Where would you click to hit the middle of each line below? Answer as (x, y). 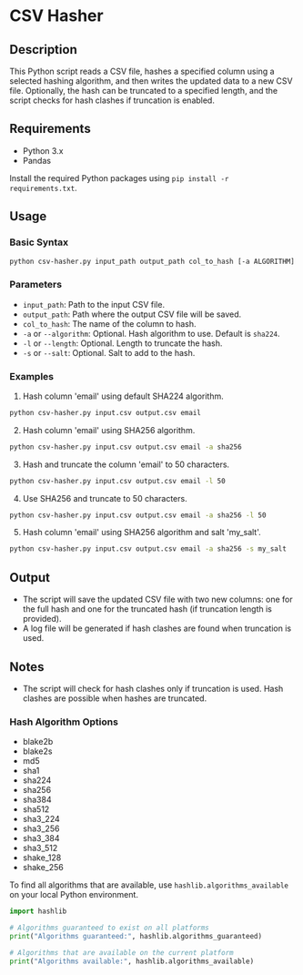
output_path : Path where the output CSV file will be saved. (132, 314)
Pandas (37, 160)
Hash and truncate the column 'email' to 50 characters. (126, 464)
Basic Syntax (39, 242)
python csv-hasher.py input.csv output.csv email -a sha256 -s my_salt (148, 549)
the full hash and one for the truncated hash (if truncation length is (147, 609)
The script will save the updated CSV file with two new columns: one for (157, 599)
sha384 (37, 800)
